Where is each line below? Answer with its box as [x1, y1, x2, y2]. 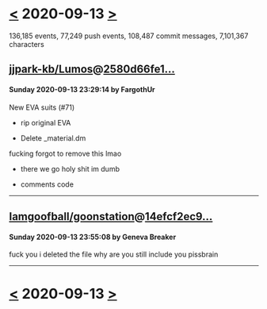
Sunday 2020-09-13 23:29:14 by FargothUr [9, 84, 155, 94]
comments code [20, 180, 74, 189]
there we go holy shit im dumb [20, 164, 120, 173]
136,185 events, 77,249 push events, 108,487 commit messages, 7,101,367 [9, 31, 249, 41]
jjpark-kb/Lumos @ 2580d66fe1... [9, 63, 175, 76]
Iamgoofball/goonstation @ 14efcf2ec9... [9, 210, 213, 223]
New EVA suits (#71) [9, 102, 75, 112]
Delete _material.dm [20, 133, 86, 143]
